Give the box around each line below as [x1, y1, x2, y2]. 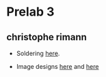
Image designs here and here [16, 63, 99, 70]
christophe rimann [6, 31, 87, 43]
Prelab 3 [6, 4, 55, 20]
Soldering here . [16, 49, 60, 57]
